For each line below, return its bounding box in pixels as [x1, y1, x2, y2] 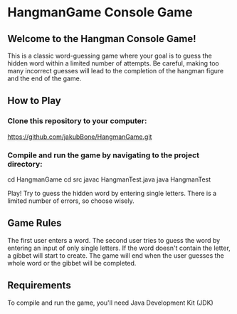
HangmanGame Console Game [7, 4, 194, 21]
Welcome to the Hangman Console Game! [7, 33, 197, 45]
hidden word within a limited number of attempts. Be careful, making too [7, 59, 219, 68]
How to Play [7, 95, 62, 107]
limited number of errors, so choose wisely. [7, 197, 135, 205]
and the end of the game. [7, 74, 82, 83]
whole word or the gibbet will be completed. [7, 258, 137, 267]
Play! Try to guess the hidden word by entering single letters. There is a [7, 189, 217, 197]
